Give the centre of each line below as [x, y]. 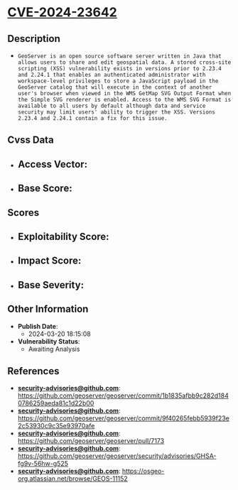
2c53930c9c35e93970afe [56, 426]
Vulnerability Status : [49, 341]
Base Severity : [50, 285]
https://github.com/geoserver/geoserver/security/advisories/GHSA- [117, 456]
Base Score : [45, 189]
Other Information [48, 309]
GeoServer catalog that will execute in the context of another [115, 87]
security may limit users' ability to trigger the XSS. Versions [116, 112]
